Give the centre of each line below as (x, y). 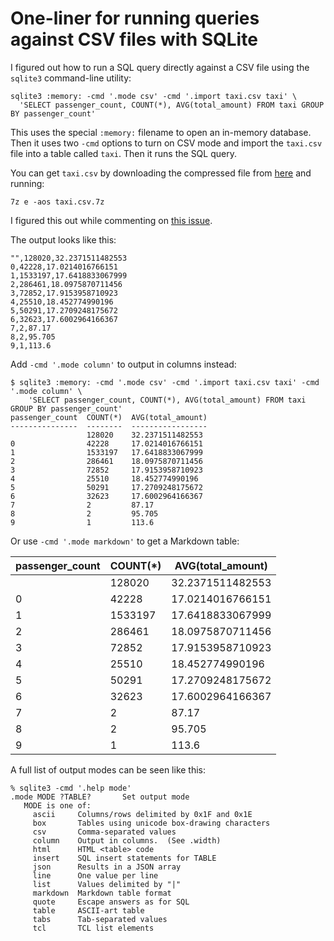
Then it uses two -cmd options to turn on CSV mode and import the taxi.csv (166, 143)
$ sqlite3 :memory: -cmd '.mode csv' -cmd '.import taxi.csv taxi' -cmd (165, 382)
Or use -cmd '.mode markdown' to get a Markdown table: (125, 541)
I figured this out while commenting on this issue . (111, 220)
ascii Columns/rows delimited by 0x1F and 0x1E (142, 814)
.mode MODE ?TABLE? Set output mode (100, 797)
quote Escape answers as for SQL (111, 902)
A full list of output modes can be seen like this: (108, 769)
